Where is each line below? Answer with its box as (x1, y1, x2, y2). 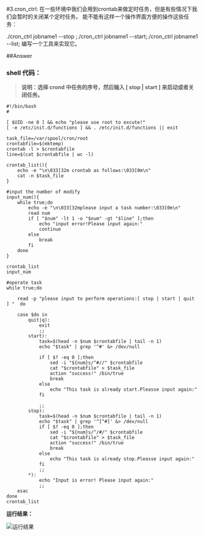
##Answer (6, 53, 32, 59)
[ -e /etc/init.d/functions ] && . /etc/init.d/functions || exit (6, 125, 178, 131)
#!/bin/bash (6, 103, 37, 110)
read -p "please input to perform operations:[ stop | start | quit (17, 295, 195, 302)
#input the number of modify (6, 189, 80, 195)
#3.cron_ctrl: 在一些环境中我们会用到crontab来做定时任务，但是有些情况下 (6, 5, 192, 12)
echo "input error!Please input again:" (38, 221, 143, 227)
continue (38, 226, 62, 233)
